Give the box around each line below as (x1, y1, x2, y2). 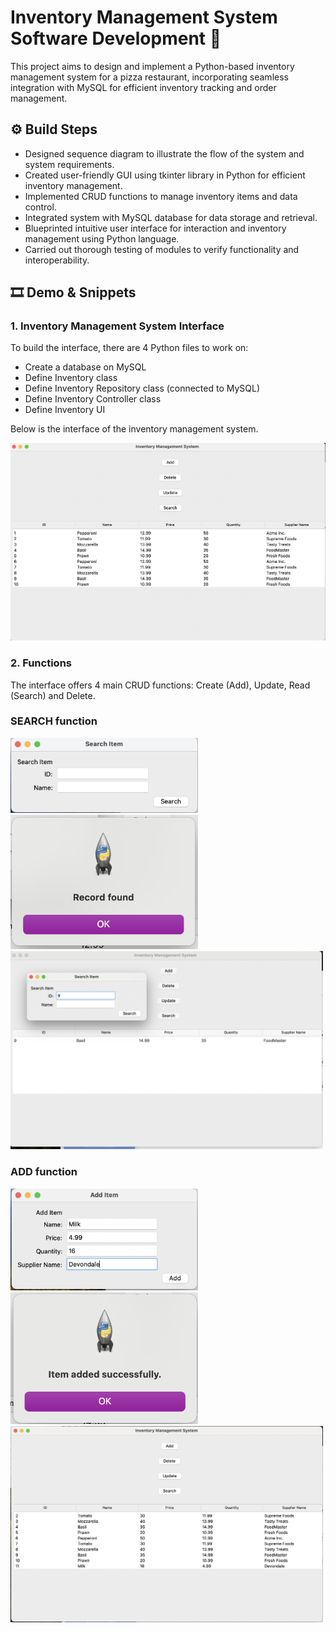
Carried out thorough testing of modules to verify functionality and (24, 243, 300, 255)
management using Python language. (24, 232, 180, 245)
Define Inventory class (24, 372, 118, 384)
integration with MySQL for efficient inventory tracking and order (10, 81, 277, 93)
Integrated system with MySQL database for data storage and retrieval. (24, 211, 318, 223)
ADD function (10, 1165, 78, 1179)
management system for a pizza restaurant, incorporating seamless (10, 71, 289, 83)
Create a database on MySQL (24, 361, 147, 373)
